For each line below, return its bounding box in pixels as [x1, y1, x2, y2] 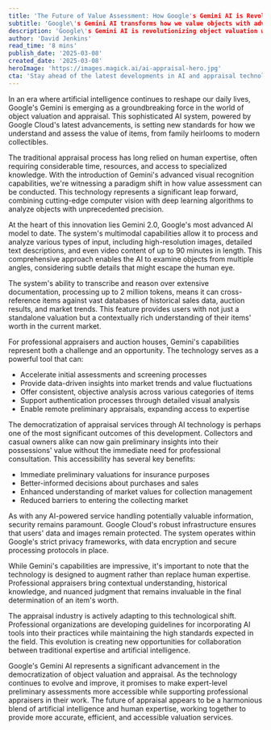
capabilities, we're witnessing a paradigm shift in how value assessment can [8, 178, 262, 188]
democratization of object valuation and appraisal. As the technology [8, 669, 238, 679]
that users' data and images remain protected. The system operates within [8, 528, 256, 538]
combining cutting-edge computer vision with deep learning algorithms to [8, 195, 254, 205]
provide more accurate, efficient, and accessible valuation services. [8, 712, 234, 722]
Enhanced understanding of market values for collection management [19, 486, 252, 497]
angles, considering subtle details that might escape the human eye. [8, 262, 236, 272]
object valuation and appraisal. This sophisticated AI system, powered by [8, 111, 252, 121]
